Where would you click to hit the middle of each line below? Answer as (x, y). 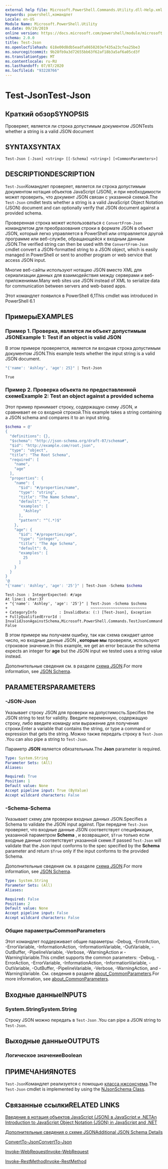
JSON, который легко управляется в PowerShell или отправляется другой (84, 233)
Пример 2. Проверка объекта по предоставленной (71, 390)
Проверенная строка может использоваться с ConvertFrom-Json (74, 223)
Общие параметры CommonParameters (55, 931)
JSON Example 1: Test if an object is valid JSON (63, 337)
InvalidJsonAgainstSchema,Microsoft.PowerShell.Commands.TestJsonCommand (84, 621)
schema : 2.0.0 (20, 38)
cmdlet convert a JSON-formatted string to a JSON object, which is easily (81, 249)
